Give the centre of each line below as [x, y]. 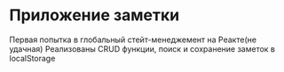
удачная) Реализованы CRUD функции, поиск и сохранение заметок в [142, 48]
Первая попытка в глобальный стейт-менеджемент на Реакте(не [133, 40]
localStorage [32, 58]
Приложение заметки [95, 15]
